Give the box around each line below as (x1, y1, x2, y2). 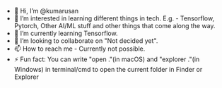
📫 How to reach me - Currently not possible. (13, 44, 146, 53)
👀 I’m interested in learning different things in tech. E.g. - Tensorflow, (13, 14, 214, 23)
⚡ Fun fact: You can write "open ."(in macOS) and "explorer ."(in (13, 55, 200, 63)
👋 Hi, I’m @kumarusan (13, 7, 79, 15)
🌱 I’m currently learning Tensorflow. (13, 29, 118, 37)
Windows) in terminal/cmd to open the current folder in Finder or (13, 65, 203, 73)
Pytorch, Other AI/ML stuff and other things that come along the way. (13, 22, 216, 30)
